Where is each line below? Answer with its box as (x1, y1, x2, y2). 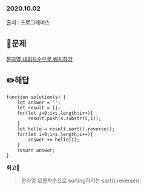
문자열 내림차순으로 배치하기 (6, 56, 73, 63)
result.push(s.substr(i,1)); (28, 115, 102, 121)
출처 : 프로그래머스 (6, 19, 50, 26)
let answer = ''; (17, 99, 61, 106)
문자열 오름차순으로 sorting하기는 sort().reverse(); (21, 177, 142, 184)
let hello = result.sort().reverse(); (17, 126, 115, 132)
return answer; (17, 147, 56, 153)
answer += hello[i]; (28, 137, 80, 143)
